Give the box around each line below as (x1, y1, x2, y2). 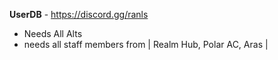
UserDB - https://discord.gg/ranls (9, 9, 149, 20)
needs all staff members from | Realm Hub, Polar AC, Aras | (23, 39, 269, 50)
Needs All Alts (23, 28, 83, 39)
